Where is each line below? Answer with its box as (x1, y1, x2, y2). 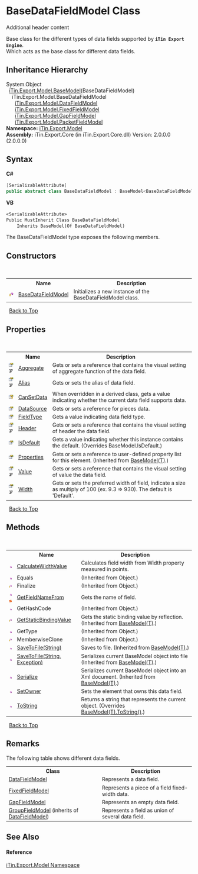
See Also (6, 831, 39, 841)
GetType (16, 627, 38, 634)
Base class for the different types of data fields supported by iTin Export (6, 35, 184, 42)
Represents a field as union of (102, 807, 174, 814)
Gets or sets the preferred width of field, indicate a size (52, 479, 186, 486)
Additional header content (6, 24, 70, 31)
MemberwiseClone (16, 636, 63, 643)
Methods (6, 523, 40, 533)
